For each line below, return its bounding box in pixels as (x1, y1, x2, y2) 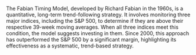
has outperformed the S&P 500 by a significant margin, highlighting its (6, 36, 177, 43)
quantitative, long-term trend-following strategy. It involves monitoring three (6, 11, 191, 18)
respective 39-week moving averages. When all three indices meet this (6, 23, 179, 30)
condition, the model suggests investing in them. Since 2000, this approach (6, 30, 190, 37)
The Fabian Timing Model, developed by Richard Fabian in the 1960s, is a (6, 5, 184, 12)
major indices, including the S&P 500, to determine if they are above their (6, 18, 184, 24)
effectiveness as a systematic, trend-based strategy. (6, 42, 134, 49)
